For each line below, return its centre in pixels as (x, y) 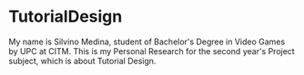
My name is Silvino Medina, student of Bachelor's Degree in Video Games (147, 42)
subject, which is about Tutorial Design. (82, 61)
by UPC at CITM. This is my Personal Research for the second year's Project (152, 51)
